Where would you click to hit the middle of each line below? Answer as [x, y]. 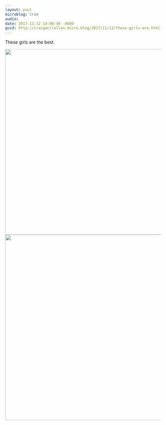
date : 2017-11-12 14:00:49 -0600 [40, 24]
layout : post [19, 10]
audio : [12, 19]
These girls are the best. [30, 42]
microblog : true [22, 14]
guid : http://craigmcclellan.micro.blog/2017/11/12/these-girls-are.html [83, 28]
